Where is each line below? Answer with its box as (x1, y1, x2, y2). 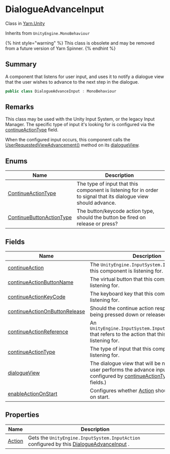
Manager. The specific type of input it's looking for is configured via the (5, 122, 155, 128)
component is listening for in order (76, 186, 158, 194)
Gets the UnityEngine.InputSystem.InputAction (28, 434, 141, 441)
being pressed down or (90, 311, 145, 318)
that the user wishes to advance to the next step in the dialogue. (5, 79, 139, 85)
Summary (5, 60, 37, 69)
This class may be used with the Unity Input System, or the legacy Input (5, 116, 155, 122)
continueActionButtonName (8, 279, 74, 286)
